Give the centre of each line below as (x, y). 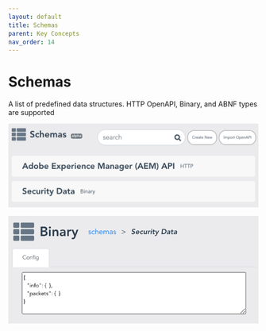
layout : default (35, 17)
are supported (31, 113)
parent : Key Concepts (44, 33)
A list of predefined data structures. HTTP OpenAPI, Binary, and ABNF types (133, 104)
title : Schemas (33, 25)
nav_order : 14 (32, 42)
